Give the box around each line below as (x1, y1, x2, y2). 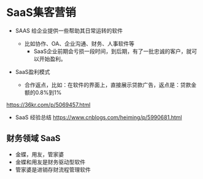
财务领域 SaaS (6, 133, 61, 144)
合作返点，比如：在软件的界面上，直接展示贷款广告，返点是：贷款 (24, 81, 191, 89)
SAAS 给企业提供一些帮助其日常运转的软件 (15, 27, 123, 34)
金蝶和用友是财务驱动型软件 (15, 158, 86, 166)
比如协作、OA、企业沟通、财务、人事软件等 (24, 40, 135, 47)
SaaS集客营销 (6, 5, 77, 20)
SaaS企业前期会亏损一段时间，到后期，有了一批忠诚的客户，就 (33, 47, 192, 55)
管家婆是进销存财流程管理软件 (15, 166, 91, 173)
